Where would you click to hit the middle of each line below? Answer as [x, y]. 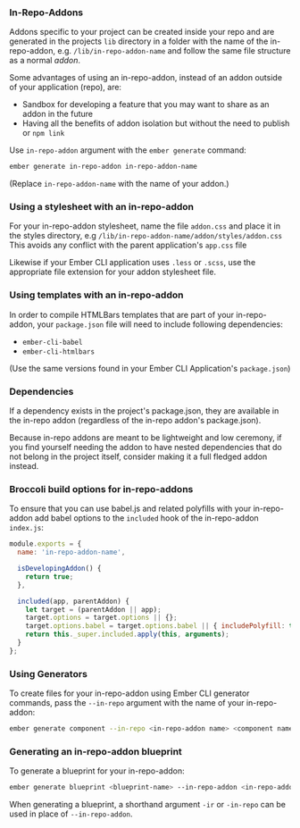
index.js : [27, 528]
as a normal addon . [45, 61]
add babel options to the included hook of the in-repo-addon [146, 518]
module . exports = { [46, 544]
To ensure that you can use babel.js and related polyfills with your [130, 509]
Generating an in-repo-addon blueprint [96, 751]
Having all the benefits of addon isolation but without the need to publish [156, 123]
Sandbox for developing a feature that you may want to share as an [146, 105]
